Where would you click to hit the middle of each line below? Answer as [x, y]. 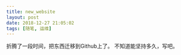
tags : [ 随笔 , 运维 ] [29, 28]
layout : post [23, 17]
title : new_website [31, 12]
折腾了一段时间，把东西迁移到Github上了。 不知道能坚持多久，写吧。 [92, 46]
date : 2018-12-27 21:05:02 [40, 23]
